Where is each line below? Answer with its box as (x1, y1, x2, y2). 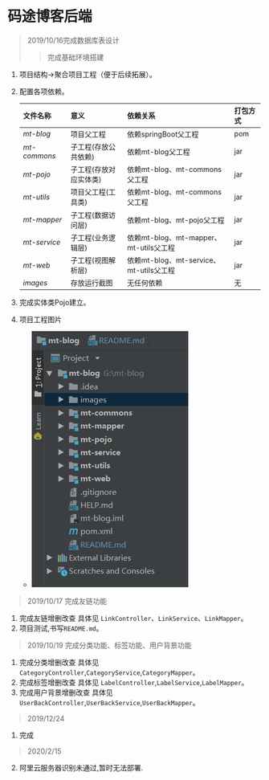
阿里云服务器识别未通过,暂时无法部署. (18, 762, 144, 772)
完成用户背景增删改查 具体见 (18, 688, 113, 697)
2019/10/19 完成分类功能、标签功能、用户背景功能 (26, 640, 192, 650)
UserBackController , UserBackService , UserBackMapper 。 (18, 697, 200, 707)
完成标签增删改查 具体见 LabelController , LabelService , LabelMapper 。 (18, 677, 249, 687)
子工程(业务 (70, 232, 109, 242)
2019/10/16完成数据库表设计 (26, 35, 120, 45)
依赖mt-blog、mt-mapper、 (127, 232, 222, 242)
